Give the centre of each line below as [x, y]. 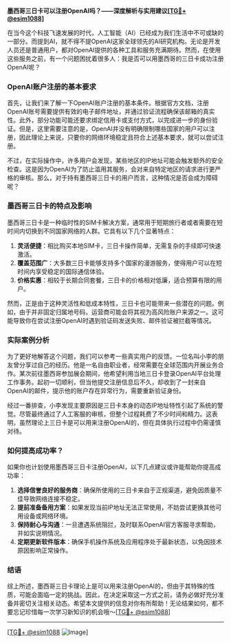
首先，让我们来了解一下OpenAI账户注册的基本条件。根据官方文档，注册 [108, 103]
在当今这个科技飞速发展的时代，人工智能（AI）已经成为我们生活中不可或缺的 [115, 33]
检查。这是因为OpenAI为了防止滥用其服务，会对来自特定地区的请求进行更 [111, 169]
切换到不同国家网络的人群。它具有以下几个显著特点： [100, 231]
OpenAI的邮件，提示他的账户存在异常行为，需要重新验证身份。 [96, 390]
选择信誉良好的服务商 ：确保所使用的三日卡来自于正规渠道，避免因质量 [117, 490]
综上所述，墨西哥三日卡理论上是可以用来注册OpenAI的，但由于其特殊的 [108, 586]
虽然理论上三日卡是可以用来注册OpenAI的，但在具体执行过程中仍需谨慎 [120, 422]
